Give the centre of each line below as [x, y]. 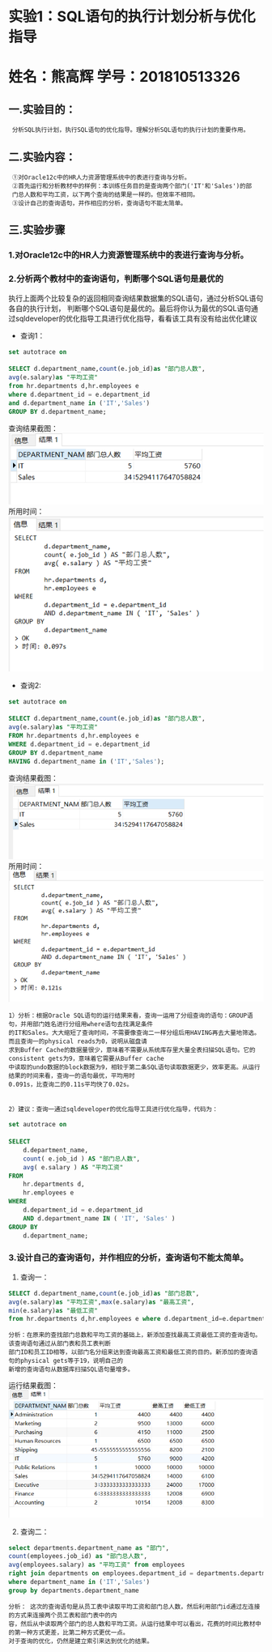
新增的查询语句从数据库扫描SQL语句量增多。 [71, 1369]
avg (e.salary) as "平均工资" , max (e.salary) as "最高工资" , [102, 1302]
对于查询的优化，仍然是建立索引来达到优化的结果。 [81, 1641]
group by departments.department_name [74, 1590]
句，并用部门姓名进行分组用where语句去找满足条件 [81, 1024]
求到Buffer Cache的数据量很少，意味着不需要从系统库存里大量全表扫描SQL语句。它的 [132, 1050]
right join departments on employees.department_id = [101, 1573]
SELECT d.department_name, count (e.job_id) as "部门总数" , [104, 1293]
